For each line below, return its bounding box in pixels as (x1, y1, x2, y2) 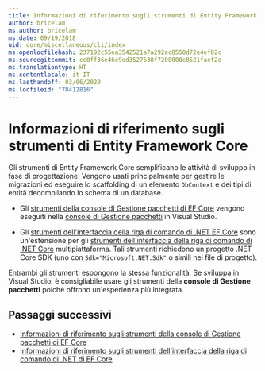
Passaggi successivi (8, 307, 113, 322)
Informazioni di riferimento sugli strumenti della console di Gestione (19, 329, 241, 338)
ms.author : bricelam (8, 26, 77, 34)
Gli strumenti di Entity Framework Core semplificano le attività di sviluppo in (8, 163, 255, 172)
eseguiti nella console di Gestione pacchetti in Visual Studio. (19, 212, 217, 222)
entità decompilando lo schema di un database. (8, 188, 163, 198)
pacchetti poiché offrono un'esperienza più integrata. (8, 285, 184, 295)
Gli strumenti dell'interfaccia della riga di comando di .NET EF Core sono (19, 227, 256, 237)
